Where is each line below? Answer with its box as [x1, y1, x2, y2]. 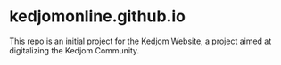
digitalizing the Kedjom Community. [9, 45, 140, 55]
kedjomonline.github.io [9, 6, 186, 27]
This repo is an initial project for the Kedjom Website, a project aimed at [9, 36, 272, 46]
